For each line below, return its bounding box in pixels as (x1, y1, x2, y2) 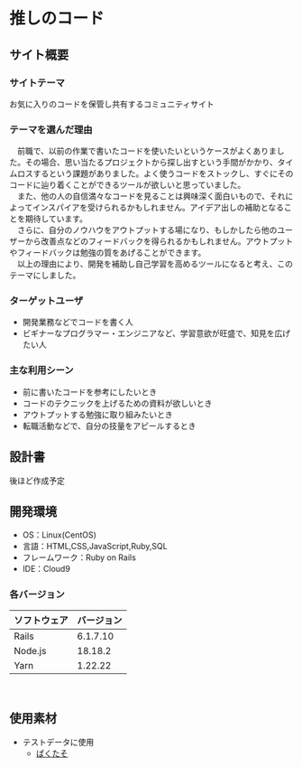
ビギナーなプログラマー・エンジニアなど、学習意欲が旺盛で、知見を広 (22, 328, 283, 339)
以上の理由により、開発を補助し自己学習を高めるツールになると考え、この (16, 258, 293, 269)
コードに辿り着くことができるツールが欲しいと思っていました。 (9, 180, 246, 191)
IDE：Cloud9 (22, 564, 70, 575)
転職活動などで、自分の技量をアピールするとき (22, 420, 197, 431)
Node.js (14, 644, 47, 657)
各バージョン (9, 588, 65, 601)
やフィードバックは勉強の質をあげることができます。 (9, 248, 206, 258)
